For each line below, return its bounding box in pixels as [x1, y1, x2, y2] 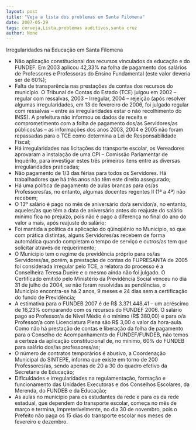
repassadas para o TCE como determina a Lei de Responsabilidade [14, 132, 177, 139]
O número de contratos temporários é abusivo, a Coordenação [14, 350, 166, 357]
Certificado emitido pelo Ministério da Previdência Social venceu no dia [14, 276, 187, 283]
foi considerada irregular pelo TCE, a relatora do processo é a [14, 263, 164, 270]
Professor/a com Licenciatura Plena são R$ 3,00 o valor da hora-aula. [14, 319, 183, 326]
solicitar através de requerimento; [14, 244, 97, 252]
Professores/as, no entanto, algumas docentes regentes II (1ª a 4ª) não [14, 188, 186, 195]
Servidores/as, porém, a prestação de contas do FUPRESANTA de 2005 [14, 257, 188, 264]
